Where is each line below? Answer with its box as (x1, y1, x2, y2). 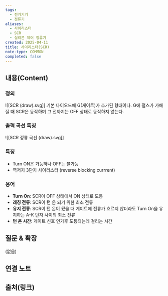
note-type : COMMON (5, 49, 44, 54)
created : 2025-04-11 (5, 40, 49, 45)
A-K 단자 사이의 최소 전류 (26, 211, 76, 218)
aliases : (5, 21, 24, 27)
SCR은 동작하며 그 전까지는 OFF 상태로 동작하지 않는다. (16, 109, 124, 115)
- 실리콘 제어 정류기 (10, 36, 47, 41)
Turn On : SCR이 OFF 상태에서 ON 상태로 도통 (12, 193, 103, 199)
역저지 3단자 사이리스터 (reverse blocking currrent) (12, 167, 115, 173)
